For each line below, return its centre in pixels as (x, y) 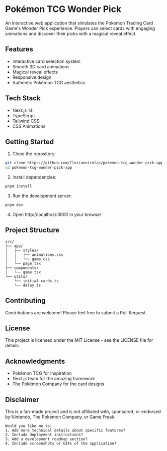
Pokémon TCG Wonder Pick (63, 9)
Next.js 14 (23, 110)
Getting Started (30, 141)
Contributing (25, 301)
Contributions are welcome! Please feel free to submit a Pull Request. (76, 312)
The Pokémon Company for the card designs (58, 384)
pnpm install (19, 186)
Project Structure (32, 230)
